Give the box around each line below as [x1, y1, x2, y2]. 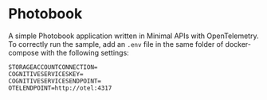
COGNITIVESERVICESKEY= [8, 70, 84, 78]
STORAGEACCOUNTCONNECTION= [8, 63, 98, 71]
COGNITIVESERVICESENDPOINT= [8, 77, 102, 85]
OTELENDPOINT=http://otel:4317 [8, 84, 112, 92]
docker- [225, 39, 252, 48]
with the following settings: [41, 48, 129, 57]
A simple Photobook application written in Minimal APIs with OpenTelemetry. [8, 31, 259, 40]
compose [8, 48, 40, 57]
